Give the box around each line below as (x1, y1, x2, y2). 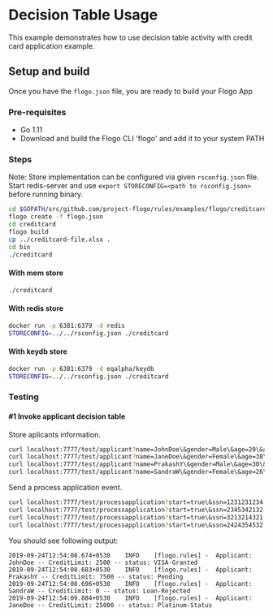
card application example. (8, 41, 95, 50)
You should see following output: (8, 536, 119, 545)
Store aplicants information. (8, 429, 102, 439)
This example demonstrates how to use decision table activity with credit (8, 32, 253, 42)
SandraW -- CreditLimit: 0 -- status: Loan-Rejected (8, 587, 191, 595)
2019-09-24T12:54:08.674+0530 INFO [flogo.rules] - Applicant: (8, 551, 253, 559)
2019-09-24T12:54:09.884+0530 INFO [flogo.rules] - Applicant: (8, 594, 253, 602)
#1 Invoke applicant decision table (8, 411, 126, 421)
